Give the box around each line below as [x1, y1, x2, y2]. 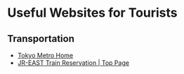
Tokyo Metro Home [17, 51, 74, 59]
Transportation [7, 33, 75, 45]
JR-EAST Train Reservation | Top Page [17, 59, 130, 67]
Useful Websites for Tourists [7, 5, 178, 21]
